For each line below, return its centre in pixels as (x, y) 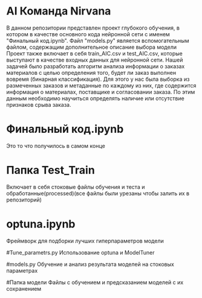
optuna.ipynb (41, 224)
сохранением (24, 288)
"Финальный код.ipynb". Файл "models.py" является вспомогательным (98, 40)
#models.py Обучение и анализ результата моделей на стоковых (90, 264)
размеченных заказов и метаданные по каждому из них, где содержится (101, 85)
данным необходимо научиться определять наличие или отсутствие (95, 98)
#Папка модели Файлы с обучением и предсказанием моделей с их (95, 282)
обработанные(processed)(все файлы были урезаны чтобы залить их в (98, 193)
